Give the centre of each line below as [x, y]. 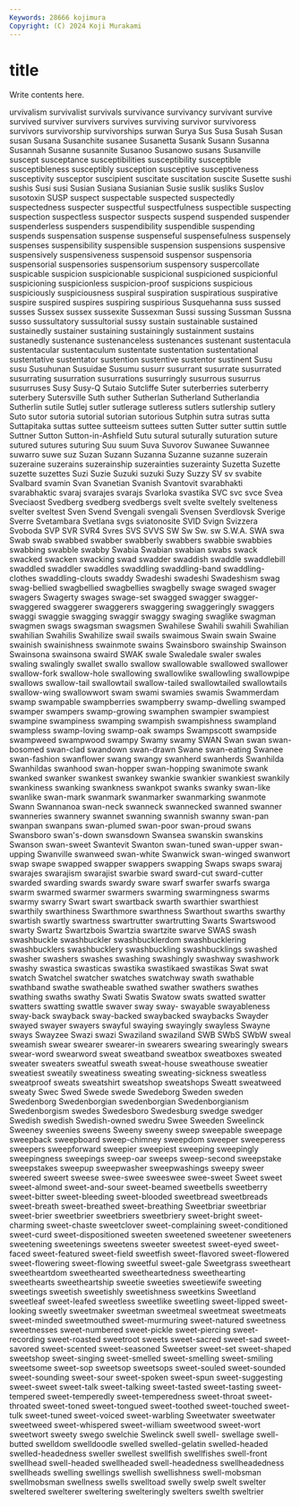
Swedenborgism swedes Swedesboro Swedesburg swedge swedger [136, 1111]
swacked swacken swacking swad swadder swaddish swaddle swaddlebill [147, 560]
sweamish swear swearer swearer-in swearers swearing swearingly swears [149, 1045]
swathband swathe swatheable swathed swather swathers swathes [134, 988]
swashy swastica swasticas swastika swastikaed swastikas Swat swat [139, 969]
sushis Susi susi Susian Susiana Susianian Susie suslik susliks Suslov [137, 188]
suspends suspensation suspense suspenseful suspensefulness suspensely [150, 236]
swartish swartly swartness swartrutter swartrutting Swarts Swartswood [142, 921]
